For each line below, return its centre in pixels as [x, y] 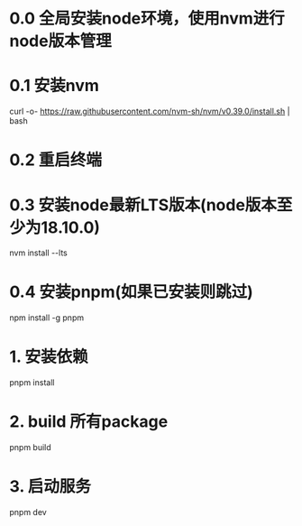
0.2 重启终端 [55, 160]
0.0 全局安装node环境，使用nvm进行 [147, 18]
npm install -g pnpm [46, 318]
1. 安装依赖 [49, 357]
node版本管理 [60, 41]
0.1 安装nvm [54, 86]
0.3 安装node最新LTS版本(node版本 [143, 205]
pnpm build [30, 448]
